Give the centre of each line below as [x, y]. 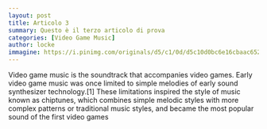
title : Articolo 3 [39, 23]
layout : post [30, 15]
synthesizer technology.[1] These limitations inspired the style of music [124, 91]
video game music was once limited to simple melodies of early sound [123, 83]
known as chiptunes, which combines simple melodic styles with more [124, 100]
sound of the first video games [58, 117]
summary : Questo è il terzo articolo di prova [87, 30]
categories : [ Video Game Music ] [62, 38]
